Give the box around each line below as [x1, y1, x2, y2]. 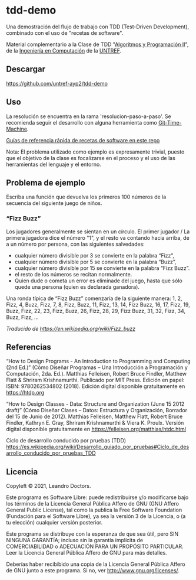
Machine [6, 125, 28, 132]
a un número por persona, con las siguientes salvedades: [6, 240, 145, 247]
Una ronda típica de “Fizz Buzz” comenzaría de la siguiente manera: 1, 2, [6, 295, 182, 302]
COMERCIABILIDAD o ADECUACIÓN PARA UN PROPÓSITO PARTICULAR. [6, 543, 184, 550]
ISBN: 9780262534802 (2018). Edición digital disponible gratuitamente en [6, 383, 185, 390]
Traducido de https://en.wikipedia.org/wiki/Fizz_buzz [6, 325, 136, 332]
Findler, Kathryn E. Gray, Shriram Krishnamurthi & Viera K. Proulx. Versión [6, 419, 184, 426]
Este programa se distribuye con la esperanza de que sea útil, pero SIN [6, 530, 179, 537]
